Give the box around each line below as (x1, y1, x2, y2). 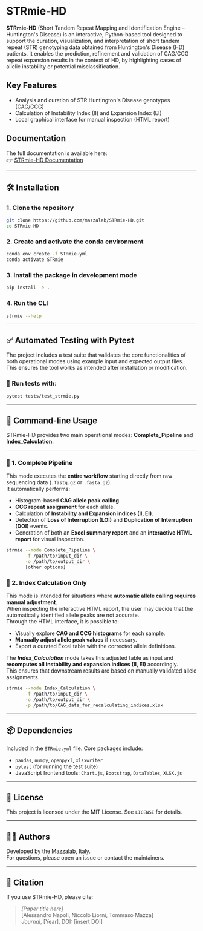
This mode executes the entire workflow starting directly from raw (6, 472, 173, 479)
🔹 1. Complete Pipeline (6, 459, 73, 467)
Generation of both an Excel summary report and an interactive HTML (14, 529, 192, 536)
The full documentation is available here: (6, 150, 108, 157)
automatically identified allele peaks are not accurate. (6, 611, 140, 619)
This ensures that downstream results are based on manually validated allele (6, 667, 197, 674)
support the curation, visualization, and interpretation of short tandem (6, 37, 180, 44)
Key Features (6, 81, 57, 91)
